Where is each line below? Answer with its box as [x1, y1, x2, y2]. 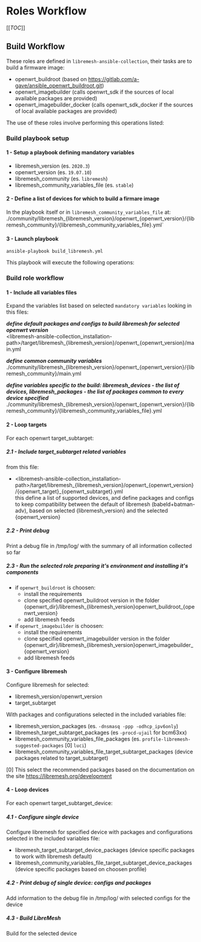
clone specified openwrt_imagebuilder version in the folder [23, 635, 170, 642]
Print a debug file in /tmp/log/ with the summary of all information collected [6, 542, 192, 549]
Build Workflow [6, 41, 65, 52]
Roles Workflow [6, 4, 87, 18]
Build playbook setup [6, 134, 70, 142]
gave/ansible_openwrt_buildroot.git [14, 82, 103, 89]
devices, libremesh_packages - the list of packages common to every [6, 388, 184, 395]
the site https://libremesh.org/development [6, 772, 112, 779]
